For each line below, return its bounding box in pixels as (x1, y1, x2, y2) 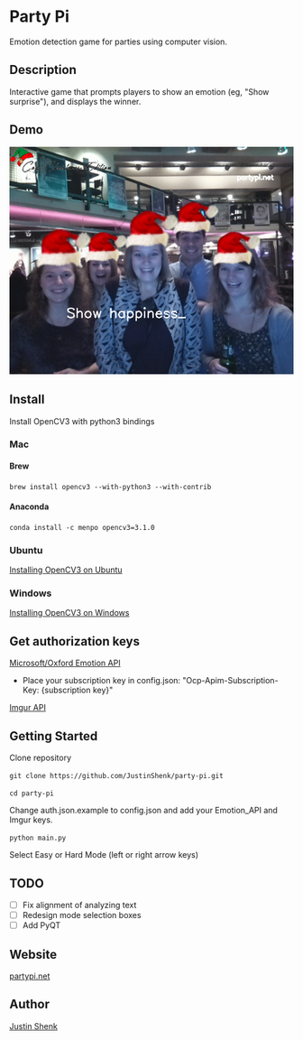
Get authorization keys (9, 634, 140, 649)
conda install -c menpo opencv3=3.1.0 (9, 523, 155, 532)
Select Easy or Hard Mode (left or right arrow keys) (9, 850, 199, 860)
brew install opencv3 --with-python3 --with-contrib (9, 482, 212, 491)
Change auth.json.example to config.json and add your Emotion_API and (9, 805, 278, 816)
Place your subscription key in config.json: (22, 675, 181, 686)
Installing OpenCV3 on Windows (9, 608, 130, 618)
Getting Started (9, 729, 98, 744)
